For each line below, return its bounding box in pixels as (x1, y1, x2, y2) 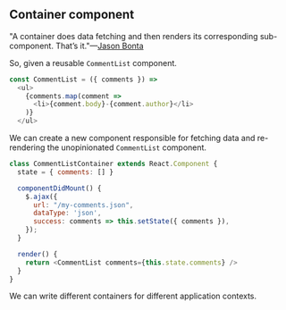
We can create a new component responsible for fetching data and (9, 133, 256, 144)
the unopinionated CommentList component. (46, 142, 207, 153)
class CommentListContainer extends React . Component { (9, 160, 218, 169)
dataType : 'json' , (32, 209, 102, 218)
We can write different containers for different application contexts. (9, 290, 257, 302)
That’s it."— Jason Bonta (55, 40, 145, 51)
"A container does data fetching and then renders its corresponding (9, 30, 258, 41)
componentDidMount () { (17, 183, 102, 193)
